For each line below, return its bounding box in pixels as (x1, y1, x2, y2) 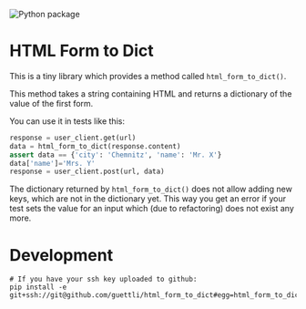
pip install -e (9, 283, 67, 292)
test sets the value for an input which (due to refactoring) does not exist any (9, 203, 294, 214)
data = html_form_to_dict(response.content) (9, 141, 181, 150)
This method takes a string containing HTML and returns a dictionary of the (9, 88, 292, 99)
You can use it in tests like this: (9, 115, 126, 127)
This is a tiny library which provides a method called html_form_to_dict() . (9, 70, 287, 81)
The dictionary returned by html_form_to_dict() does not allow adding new (9, 183, 293, 195)
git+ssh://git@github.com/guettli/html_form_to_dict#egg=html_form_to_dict (9, 291, 303, 300)
